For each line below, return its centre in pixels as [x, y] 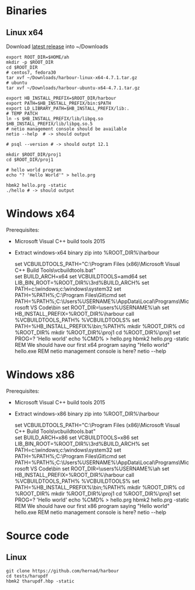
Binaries [27, 11]
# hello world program [34, 170]
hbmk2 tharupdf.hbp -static [40, 581]
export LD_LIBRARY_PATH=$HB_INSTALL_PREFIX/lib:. [68, 108]
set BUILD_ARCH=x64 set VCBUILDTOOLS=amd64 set [81, 276]
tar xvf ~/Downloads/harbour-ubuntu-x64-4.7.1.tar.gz [73, 88]
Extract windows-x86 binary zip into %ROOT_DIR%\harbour [87, 414]
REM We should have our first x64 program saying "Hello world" [92, 345]
